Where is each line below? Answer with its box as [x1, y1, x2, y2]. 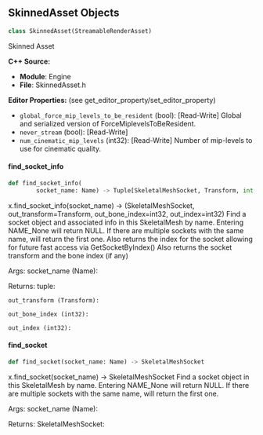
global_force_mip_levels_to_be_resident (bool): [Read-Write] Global [19, 110, 242, 120]
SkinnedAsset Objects [8, 6, 120, 20]
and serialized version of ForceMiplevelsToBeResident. [19, 119, 196, 128]
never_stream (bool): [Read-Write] [19, 127, 128, 137]
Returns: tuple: [8, 281, 56, 291]
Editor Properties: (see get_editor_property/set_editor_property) [8, 95, 217, 104]
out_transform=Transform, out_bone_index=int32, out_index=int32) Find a [8, 209, 247, 218]
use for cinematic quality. [19, 144, 102, 153]
